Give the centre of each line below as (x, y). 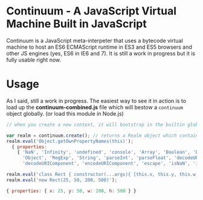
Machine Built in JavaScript (76, 24)
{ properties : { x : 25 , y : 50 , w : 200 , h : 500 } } (71, 191)
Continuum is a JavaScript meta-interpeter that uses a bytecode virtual (95, 40)
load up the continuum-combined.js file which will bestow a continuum (95, 107)
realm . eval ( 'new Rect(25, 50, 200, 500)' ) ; (62, 180)
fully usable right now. (34, 60)
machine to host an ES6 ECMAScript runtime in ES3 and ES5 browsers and (99, 47)
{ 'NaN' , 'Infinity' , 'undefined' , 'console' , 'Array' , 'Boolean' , (104, 152)
